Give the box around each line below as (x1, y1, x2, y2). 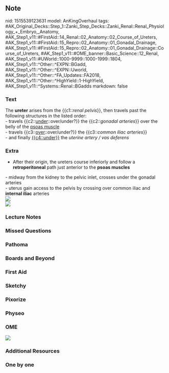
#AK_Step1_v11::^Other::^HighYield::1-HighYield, (5, 77, 105, 83)
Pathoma (5, 241, 28, 248)
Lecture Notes (5, 213, 41, 221)
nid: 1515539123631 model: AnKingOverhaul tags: (5, 17, 109, 24)
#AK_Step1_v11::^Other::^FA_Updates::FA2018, (5, 72, 101, 78)
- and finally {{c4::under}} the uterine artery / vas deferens (5, 135, 129, 141)
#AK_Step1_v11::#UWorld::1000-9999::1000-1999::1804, (5, 56, 122, 62)
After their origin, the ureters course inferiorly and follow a (12, 159, 135, 165)
